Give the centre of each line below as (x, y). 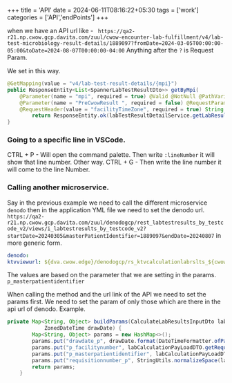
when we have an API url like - (50, 31)
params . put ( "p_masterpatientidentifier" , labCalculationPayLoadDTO (131, 354)
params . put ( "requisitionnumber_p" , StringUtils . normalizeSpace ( (126, 360)
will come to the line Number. (49, 169)
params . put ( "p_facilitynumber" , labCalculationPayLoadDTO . (119, 347)
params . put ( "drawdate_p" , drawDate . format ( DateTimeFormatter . (123, 342)
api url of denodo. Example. (47, 309)
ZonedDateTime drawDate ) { (83, 328)
